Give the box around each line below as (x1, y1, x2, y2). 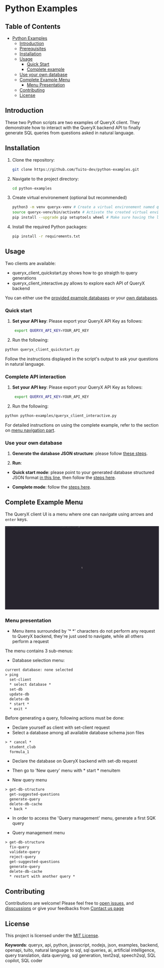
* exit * (9, 706, 27, 712)
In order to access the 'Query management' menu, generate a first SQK (12, 815, 156, 821)
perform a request (12, 638, 49, 644)
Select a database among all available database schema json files (12, 730, 144, 736)
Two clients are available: (5, 260, 56, 266)
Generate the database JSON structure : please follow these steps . (12, 451, 148, 456)
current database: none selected (5, 667, 73, 673)
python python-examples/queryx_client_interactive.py (5, 413, 117, 418)
